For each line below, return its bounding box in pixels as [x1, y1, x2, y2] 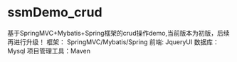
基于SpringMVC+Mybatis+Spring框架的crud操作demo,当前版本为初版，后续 [7, 29, 230, 37]
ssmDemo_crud [7, 4, 102, 21]
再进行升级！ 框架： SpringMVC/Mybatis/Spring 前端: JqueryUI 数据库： [7, 37, 219, 46]
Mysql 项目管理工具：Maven [7, 46, 91, 55]
